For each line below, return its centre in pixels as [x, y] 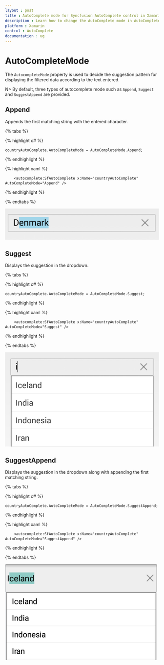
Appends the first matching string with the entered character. [67, 121]
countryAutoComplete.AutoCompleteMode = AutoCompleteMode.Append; [74, 150]
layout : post [20, 10]
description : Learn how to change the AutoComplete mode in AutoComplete [83, 21]
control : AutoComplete [29, 31]
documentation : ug [25, 36]
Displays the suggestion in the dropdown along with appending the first [77, 472]
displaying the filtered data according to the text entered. [62, 80]
